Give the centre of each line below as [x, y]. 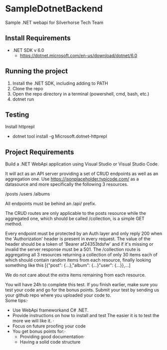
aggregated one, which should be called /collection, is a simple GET [75, 219]
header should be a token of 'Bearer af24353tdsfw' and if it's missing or [79, 244]
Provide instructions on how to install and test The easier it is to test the [86, 316]
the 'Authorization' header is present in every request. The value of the [78, 239]
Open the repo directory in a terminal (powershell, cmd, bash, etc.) [81, 94]
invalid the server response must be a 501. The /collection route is [73, 249]
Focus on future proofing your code [49, 326]
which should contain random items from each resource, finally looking [78, 260]
